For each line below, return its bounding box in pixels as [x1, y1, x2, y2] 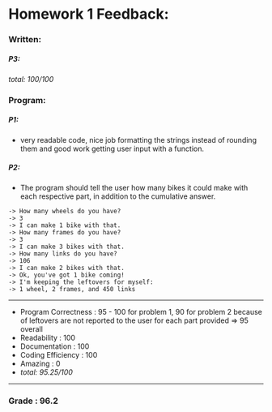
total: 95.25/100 [19, 367, 73, 377]
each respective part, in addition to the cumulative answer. [19, 191, 216, 201]
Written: [8, 34, 42, 45]
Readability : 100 [19, 333, 75, 342]
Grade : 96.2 [8, 395, 59, 406]
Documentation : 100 [19, 341, 90, 351]
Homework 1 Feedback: [8, 5, 169, 24]
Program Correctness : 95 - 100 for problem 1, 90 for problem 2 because [19, 307, 263, 316]
